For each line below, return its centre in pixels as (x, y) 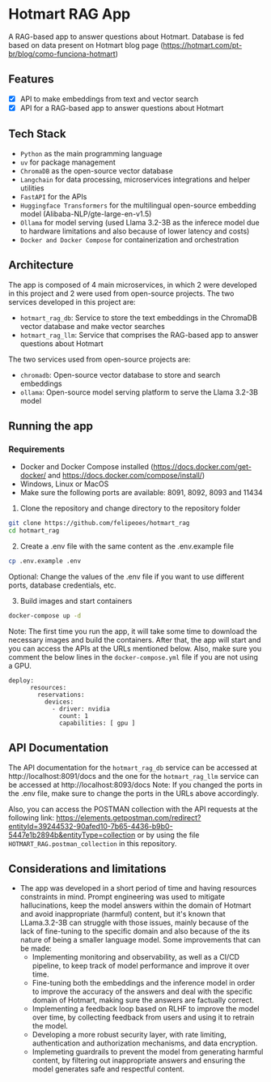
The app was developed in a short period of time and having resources (138, 888)
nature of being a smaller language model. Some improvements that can (140, 940)
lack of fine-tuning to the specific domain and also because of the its (135, 931)
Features (31, 79)
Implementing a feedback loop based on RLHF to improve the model (146, 1009)
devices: (59, 702)
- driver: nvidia (81, 709)
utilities (32, 188)
